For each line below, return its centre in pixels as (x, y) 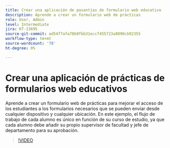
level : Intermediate (27, 24)
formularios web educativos (66, 89)
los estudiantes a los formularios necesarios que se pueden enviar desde (82, 109)
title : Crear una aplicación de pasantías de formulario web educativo (83, 10)
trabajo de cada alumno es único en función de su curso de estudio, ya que (85, 119)
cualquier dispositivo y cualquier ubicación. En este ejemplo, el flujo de (80, 114)
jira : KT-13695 (22, 29)
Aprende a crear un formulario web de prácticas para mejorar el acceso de (84, 103)
